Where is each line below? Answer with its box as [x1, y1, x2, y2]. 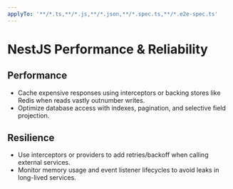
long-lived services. [17, 173, 76, 182]
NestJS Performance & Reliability [7, 41, 208, 57]
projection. [17, 111, 50, 120]
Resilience [7, 132, 55, 144]
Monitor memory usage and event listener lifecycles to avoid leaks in [17, 165, 219, 175]
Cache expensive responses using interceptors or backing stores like [17, 88, 221, 97]
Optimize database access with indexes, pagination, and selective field [17, 103, 227, 112]
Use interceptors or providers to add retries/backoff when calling [17, 150, 209, 159]
